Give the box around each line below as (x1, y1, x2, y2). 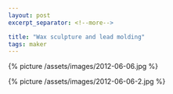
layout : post (8, 11, 51, 20)
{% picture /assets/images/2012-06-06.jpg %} (8, 62, 159, 71)
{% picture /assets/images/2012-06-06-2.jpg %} (8, 77, 166, 86)
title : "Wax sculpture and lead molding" (8, 33, 146, 41)
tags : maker (8, 40, 47, 48)
